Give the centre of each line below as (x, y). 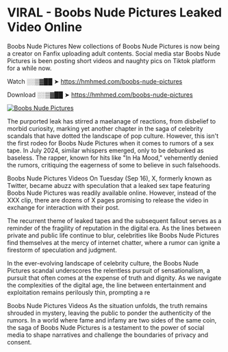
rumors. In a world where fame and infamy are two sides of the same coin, (112, 320)
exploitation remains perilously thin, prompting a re (79, 292)
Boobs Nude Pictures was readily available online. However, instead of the (112, 193)
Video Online (45, 27)
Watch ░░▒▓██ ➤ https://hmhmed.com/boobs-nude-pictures (95, 81)
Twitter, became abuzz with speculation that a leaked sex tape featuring (109, 185)
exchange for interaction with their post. (63, 207)
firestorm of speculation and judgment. (62, 250)
